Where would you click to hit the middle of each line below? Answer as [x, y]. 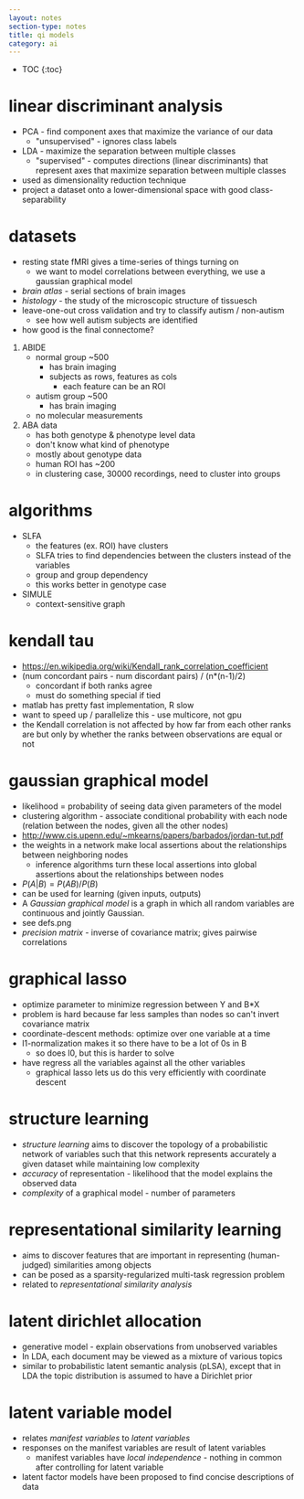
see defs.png [47, 922]
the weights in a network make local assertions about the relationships [154, 845]
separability [44, 200]
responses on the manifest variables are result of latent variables [144, 1447]
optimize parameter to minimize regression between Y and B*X [141, 1004]
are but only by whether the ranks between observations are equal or [152, 734]
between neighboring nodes [75, 855]
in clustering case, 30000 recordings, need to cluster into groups [158, 474]
